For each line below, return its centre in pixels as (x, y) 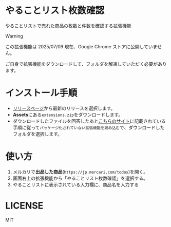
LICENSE (24, 205)
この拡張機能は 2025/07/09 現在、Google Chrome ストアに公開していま (81, 46)
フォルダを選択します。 (37, 134)
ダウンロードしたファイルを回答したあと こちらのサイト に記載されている (89, 121)
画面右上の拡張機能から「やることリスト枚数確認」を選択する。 (80, 178)
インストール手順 (41, 93)
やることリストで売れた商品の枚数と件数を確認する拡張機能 (68, 26)
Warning (14, 36)
